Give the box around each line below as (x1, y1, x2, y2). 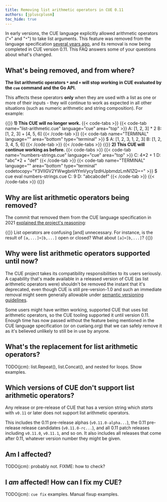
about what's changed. (5, 52, 53, 58)
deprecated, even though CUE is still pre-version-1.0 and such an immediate (5, 286, 162, 292)
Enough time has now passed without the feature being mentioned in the (5, 317, 155, 323)
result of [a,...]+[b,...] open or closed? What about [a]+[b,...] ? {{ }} (5, 235, 153, 240)
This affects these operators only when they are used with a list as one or (5, 95, 157, 101)
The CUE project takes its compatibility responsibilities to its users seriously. (5, 270, 162, 276)
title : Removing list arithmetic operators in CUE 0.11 (5, 7, 124, 13)
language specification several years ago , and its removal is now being (5, 41, 151, 47)
